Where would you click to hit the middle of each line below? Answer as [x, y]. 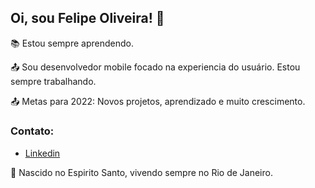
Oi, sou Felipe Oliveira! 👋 [87, 18]
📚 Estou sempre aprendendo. [72, 43]
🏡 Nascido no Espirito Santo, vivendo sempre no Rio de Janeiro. [141, 173]
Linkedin [42, 153]
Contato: [32, 131]
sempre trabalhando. [53, 81]
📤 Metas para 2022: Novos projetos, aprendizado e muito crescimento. [158, 101]
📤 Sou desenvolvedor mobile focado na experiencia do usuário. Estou [155, 67]
